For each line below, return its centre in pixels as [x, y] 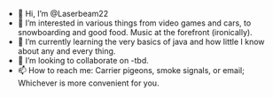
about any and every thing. [66, 51]
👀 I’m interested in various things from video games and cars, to [134, 23]
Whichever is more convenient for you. [88, 83]
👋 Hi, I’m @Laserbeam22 [63, 14]
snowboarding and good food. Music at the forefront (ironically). [135, 32]
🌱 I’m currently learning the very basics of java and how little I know [141, 41]
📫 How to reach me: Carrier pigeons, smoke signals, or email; [131, 70]
